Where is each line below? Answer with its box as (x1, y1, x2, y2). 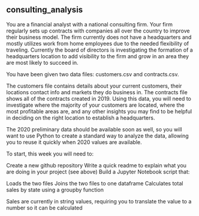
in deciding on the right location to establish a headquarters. (6, 114, 155, 121)
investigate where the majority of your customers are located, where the (6, 101, 185, 109)
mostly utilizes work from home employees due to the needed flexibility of (6, 40, 189, 47)
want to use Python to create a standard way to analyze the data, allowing (6, 132, 189, 139)
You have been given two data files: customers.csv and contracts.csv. (6, 70, 179, 77)
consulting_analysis (6, 5, 83, 15)
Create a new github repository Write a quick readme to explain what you (6, 161, 187, 169)
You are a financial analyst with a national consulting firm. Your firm (6, 20, 173, 28)
